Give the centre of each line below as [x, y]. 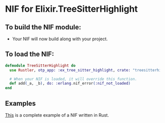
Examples [20, 103]
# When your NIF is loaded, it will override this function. [73, 79]
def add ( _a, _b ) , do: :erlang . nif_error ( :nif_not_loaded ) [70, 84]
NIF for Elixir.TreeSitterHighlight [71, 9]
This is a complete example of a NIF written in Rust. [57, 115]
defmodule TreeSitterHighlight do [41, 65]
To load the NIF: [29, 54]
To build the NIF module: [43, 27]
